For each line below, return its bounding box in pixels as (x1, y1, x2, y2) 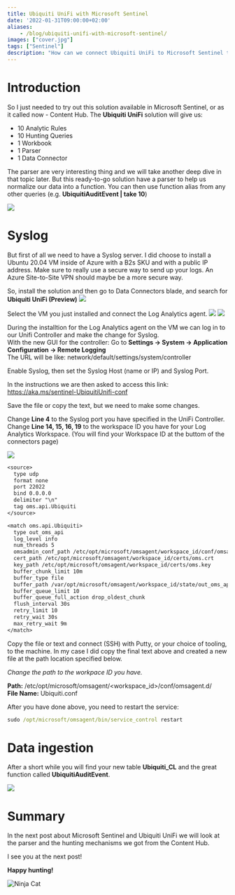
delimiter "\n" (13, 496, 58, 504)
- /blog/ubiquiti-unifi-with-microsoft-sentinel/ (20, 29, 168, 37)
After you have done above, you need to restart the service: (7, 703, 180, 711)
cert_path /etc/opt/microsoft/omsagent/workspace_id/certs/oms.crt (13, 555, 215, 562)
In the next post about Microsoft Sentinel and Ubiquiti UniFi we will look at (7, 831, 220, 840)
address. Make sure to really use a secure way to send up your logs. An (7, 265, 213, 274)
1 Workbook (17, 138, 52, 147)
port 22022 (13, 484, 45, 491)
